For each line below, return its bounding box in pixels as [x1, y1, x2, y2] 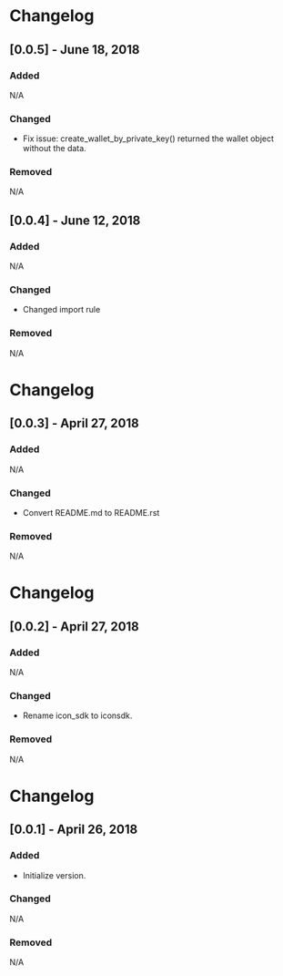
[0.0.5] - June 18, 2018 [9, 42, 140, 57]
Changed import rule [22, 304, 101, 315]
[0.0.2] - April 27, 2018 [9, 619, 139, 634]
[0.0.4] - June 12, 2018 [9, 212, 141, 228]
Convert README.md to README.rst [22, 507, 160, 518]
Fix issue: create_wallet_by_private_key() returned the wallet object [22, 133, 275, 144]
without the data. [22, 143, 86, 154]
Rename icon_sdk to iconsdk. [22, 710, 133, 721]
